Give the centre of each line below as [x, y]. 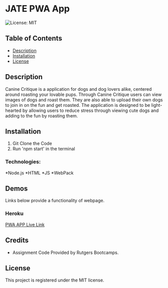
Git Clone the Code [32, 143]
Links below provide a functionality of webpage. [55, 201]
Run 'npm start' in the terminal [44, 149]
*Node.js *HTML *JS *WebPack [39, 173]
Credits [17, 241]
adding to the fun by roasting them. [42, 115]
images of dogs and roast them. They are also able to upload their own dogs [84, 100]
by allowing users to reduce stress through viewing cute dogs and [91, 110]
